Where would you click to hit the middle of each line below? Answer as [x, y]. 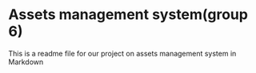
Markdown [26, 62]
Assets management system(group [128, 15]
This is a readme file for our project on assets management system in [122, 53]
